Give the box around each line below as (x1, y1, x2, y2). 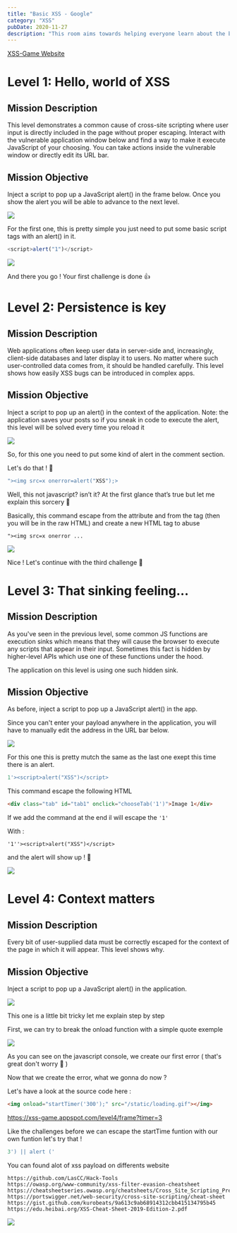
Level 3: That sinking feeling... (7, 583, 189, 599)
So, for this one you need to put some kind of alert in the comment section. (7, 450, 226, 458)
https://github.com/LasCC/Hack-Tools (7, 1174, 119, 1181)
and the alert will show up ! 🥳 (7, 853, 92, 862)
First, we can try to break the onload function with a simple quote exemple (7, 1025, 224, 1033)
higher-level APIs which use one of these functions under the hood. (7, 652, 204, 660)
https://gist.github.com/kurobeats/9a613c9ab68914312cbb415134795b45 (7, 1199, 217, 1206)
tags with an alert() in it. (7, 232, 76, 241)
